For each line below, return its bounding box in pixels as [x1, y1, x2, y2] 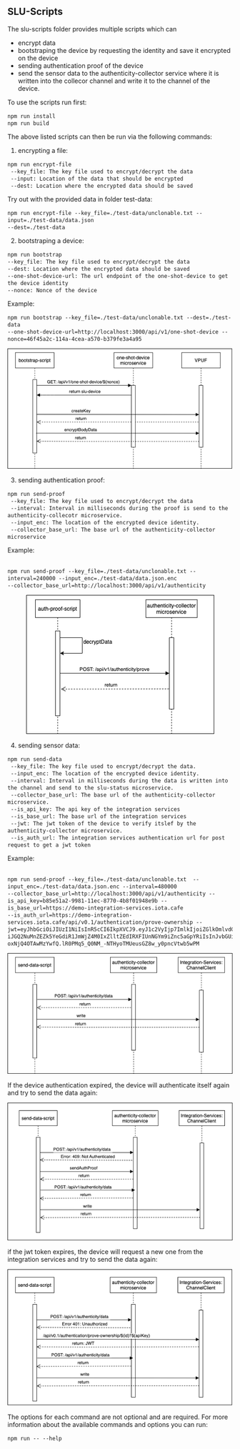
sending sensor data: [17, 741, 81, 750]
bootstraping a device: [17, 236, 84, 245]
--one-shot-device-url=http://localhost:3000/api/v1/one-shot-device [7, 328, 219, 335]
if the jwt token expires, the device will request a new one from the [7, 1247, 204, 1256]
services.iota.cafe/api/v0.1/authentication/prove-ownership [7, 919, 194, 926]
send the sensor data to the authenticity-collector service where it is [17, 69, 219, 77]
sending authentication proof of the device [17, 61, 144, 70]
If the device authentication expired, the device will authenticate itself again [7, 1080, 230, 1089]
